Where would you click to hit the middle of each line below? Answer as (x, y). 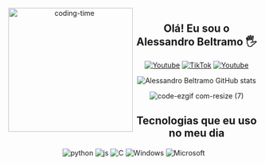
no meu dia (197, 133)
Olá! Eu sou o (197, 29)
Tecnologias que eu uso (197, 121)
